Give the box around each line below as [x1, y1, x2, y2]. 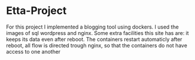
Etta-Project [6, 4, 67, 17]
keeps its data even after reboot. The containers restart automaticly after [6, 36, 183, 43]
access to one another [6, 48, 61, 55]
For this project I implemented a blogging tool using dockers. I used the [6, 23, 179, 30]
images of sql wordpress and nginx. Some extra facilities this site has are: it [6, 29, 189, 36]
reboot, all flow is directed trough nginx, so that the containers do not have [6, 42, 187, 49]
